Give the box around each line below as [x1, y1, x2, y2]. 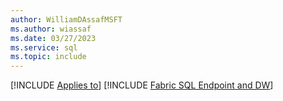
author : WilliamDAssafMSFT [10, 14, 123, 25]
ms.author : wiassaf [10, 24, 92, 34]
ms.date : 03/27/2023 [10, 33, 97, 43]
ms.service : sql [10, 42, 78, 53]
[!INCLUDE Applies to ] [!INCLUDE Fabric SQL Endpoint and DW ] [10, 79, 274, 91]
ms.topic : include [10, 52, 87, 62]
